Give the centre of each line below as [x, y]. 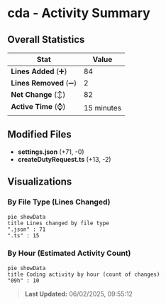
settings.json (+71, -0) [51, 152]
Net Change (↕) [38, 94]
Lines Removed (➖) [44, 83]
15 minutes [103, 108]
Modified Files [40, 134]
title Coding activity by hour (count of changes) [84, 274]
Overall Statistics [46, 40]
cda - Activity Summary [79, 13]
